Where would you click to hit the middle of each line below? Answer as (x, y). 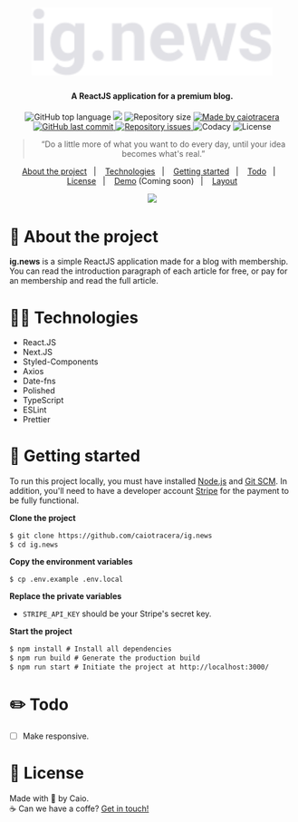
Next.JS (37, 353)
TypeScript (43, 401)
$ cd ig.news (34, 545)
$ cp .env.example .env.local (67, 580)
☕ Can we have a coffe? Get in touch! (79, 808)
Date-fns (39, 381)
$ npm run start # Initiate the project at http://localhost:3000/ (139, 667)
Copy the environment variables (71, 562)
